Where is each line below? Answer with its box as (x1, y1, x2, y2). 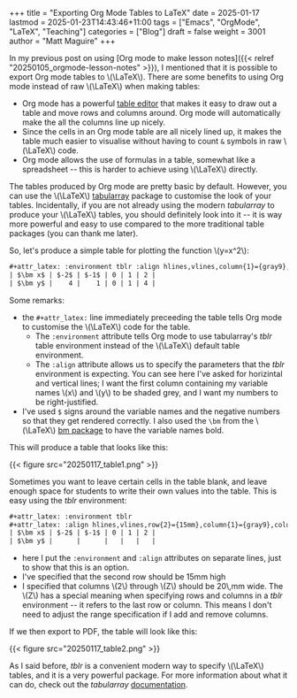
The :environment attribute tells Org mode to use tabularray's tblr (34, 331, 272, 341)
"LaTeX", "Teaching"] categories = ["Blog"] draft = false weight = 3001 (9, 27, 266, 36)
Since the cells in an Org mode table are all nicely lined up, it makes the (21, 127, 282, 136)
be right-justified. (34, 396, 99, 407)
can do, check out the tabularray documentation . (9, 679, 188, 690)
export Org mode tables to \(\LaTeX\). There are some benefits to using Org (9, 72, 285, 82)
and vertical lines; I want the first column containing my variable (34, 378, 268, 388)
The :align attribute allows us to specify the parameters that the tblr (34, 358, 285, 370)
